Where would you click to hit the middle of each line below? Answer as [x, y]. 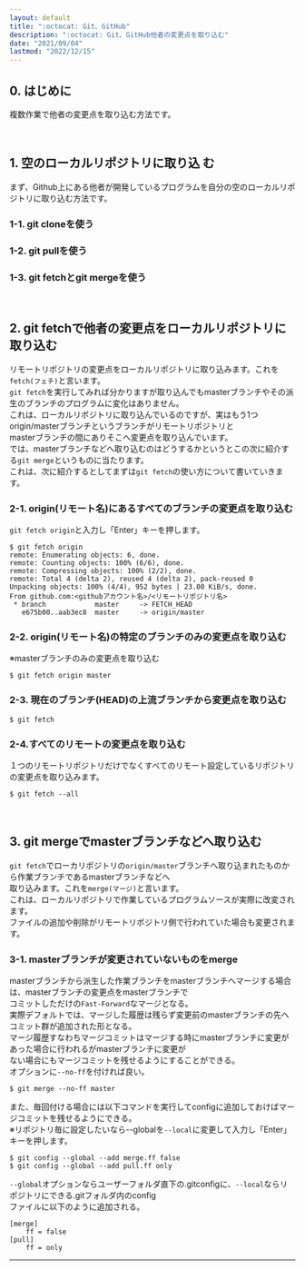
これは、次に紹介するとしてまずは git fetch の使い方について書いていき [143, 471]
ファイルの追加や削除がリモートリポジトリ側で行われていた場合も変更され [148, 922]
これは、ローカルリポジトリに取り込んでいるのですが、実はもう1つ [134, 414]
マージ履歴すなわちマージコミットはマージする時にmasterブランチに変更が [149, 1037]
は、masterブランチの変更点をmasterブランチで [99, 992]
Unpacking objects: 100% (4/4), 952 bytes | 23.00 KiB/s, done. [133, 587]
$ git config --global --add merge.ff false [95, 1158]
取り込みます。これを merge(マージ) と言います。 [97, 888]
